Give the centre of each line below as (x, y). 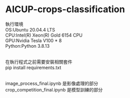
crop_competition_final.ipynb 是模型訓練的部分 (54, 89)
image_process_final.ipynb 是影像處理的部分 (52, 83)
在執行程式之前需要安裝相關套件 (39, 61)
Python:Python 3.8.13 (28, 46)
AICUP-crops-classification (65, 9)
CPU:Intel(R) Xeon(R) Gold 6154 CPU (44, 35)
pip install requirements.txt (33, 68)
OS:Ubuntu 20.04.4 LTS (30, 29)
